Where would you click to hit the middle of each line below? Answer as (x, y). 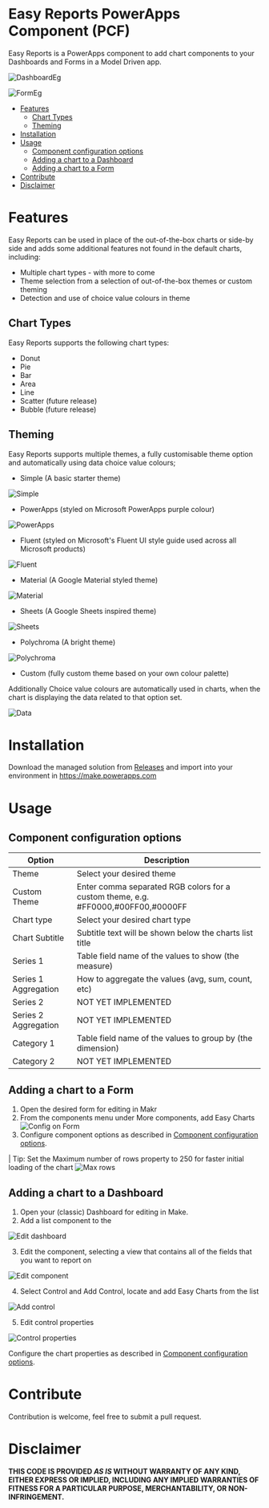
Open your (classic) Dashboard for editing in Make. (104, 1212)
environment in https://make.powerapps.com (82, 776)
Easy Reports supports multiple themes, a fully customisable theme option (131, 453)
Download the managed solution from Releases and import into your (121, 767)
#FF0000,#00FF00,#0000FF (132, 907)
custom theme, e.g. (113, 897)
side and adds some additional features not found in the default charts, (125, 248)
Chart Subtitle (38, 938)
